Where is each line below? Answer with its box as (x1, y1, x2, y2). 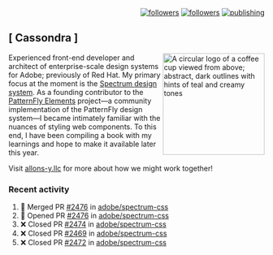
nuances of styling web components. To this (8, 122, 157, 132)
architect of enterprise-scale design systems (8, 61, 159, 71)
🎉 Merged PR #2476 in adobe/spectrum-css (19, 202, 169, 212)
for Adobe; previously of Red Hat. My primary (8, 70, 161, 80)
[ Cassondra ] (8, 31, 79, 45)
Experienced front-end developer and (8, 53, 135, 63)
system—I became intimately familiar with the (8, 113, 161, 123)
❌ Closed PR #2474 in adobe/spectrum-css (19, 219, 167, 229)
